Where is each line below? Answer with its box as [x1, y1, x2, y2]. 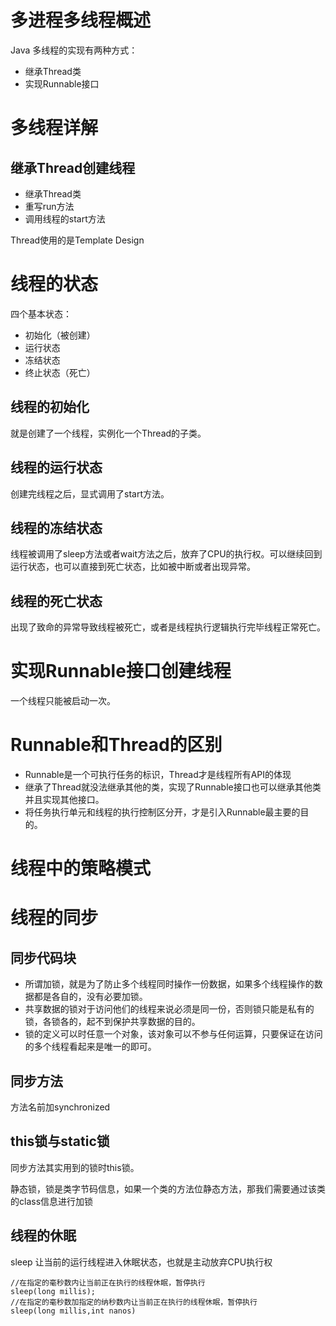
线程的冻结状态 [10, 519, 103, 536]
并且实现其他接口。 [24, 794, 105, 805]
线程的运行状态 [10, 459, 103, 476]
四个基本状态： [10, 307, 72, 320]
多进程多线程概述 [10, 9, 152, 32]
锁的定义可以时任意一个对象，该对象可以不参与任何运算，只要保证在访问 [24, 1028, 323, 1040]
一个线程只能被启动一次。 [10, 695, 116, 707]
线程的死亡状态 [10, 592, 103, 610]
